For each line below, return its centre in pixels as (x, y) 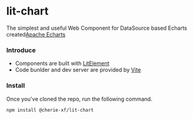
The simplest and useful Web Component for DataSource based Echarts (97, 28)
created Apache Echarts (36, 34)
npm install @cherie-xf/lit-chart (50, 110)
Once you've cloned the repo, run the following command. (79, 99)
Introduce (21, 50)
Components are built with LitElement (62, 63)
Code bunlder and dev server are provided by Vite (78, 70)
